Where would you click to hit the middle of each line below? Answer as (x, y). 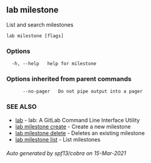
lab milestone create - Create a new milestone (73, 127)
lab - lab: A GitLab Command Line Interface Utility (77, 120)
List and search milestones (40, 24)
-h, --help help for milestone (54, 64)
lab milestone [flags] (35, 36)
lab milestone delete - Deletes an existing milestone (80, 133)
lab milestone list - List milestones (58, 139)
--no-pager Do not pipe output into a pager (83, 92)
